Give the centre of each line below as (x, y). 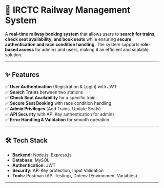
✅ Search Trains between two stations (44, 92)
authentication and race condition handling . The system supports (72, 44)
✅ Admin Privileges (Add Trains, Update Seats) (53, 108)
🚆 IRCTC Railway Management (68, 10)
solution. (14, 55)
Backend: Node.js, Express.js (42, 155)
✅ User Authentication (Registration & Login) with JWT (61, 86)
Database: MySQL (31, 160)
